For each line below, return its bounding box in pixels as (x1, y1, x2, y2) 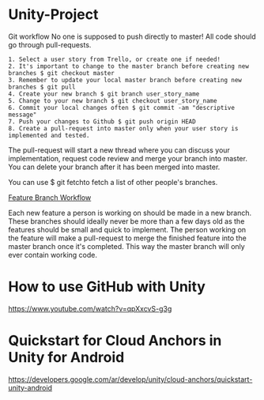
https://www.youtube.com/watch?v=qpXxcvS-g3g (8, 304, 172, 313)
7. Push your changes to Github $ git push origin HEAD (8, 117, 196, 126)
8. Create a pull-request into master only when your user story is (8, 124, 239, 132)
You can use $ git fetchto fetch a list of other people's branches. (8, 177, 218, 187)
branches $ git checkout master (8, 69, 115, 77)
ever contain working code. (8, 250, 97, 259)
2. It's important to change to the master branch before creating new (8, 62, 249, 70)
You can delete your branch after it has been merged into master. (8, 162, 221, 172)
